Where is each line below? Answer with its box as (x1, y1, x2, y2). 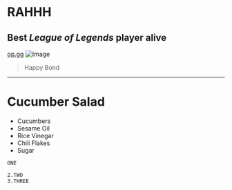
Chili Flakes (17, 139, 50, 147)
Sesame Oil (17, 124, 50, 132)
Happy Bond (23, 64, 60, 71)
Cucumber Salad (7, 94, 106, 110)
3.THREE (7, 178, 30, 184)
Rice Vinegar (17, 131, 54, 140)
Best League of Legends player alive (7, 32, 167, 44)
